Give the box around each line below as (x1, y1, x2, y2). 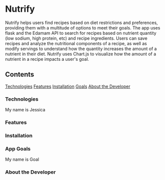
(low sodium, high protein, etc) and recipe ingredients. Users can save (5, 35, 148, 41)
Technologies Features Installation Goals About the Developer (5, 83, 131, 89)
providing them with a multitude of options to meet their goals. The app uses (5, 25, 161, 30)
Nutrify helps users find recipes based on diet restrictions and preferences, (5, 20, 158, 26)
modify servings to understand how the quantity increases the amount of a (5, 46, 157, 51)
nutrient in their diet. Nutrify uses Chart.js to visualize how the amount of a (5, 51, 157, 57)
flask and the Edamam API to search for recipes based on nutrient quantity (5, 30, 157, 36)
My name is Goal (5, 156, 39, 162)
